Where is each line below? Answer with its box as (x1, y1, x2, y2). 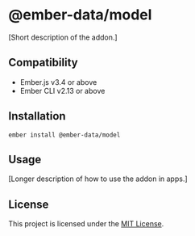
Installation (8, 109, 66, 123)
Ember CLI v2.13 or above (19, 86, 106, 95)
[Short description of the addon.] (8, 32, 118, 42)
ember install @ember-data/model (8, 131, 121, 139)
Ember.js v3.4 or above (19, 77, 97, 86)
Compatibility (8, 56, 78, 70)
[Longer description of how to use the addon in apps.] (8, 174, 188, 183)
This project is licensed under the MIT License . (8, 219, 164, 229)
